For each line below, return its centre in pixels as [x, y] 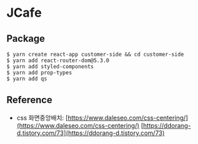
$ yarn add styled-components [50, 67]
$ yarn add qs [27, 79]
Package [26, 39]
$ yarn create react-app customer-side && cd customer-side [96, 54]
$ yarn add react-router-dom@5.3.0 [58, 61]
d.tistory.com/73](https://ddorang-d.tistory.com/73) [90, 133]
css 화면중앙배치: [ [42, 118]
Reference [30, 100]
